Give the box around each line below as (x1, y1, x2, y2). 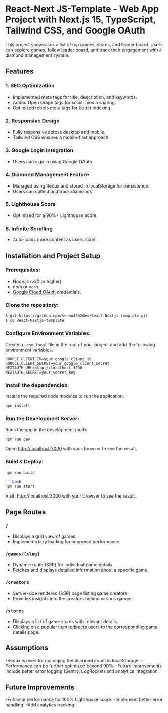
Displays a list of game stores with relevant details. (12, 618, 119, 624)
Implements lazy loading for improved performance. (12, 539, 121, 545)
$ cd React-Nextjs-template (5, 318, 65, 323)
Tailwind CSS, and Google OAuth (5, 25, 146, 36)
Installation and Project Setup (5, 251, 101, 260)
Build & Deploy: (5, 458, 44, 466)
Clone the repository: (5, 301, 59, 308)
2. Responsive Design (5, 117, 60, 125)
